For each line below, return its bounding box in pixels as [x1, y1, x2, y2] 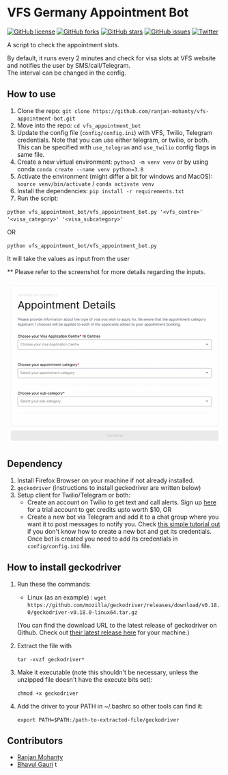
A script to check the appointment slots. [7, 40, 119, 49]
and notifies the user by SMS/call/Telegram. [7, 61, 131, 69]
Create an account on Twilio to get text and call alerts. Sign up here [27, 498, 217, 506]
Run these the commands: [16, 580, 91, 588]
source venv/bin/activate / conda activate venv [16, 180, 155, 188]
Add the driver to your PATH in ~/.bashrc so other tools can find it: [16, 702, 203, 710]
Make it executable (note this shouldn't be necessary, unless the [16, 668, 199, 676]
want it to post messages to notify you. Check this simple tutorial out [27, 519, 220, 528]
